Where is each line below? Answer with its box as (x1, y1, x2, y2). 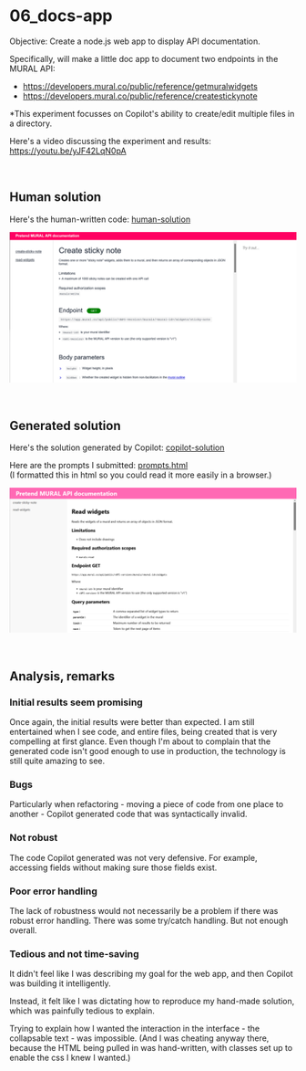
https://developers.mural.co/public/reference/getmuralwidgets (22, 80, 258, 91)
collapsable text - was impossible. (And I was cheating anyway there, (9, 1033, 270, 1044)
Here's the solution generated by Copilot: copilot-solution (9, 442, 225, 453)
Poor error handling (9, 885, 97, 898)
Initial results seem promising (9, 696, 143, 709)
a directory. (9, 118, 53, 129)
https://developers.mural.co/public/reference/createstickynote (22, 90, 258, 101)
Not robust (9, 832, 58, 845)
